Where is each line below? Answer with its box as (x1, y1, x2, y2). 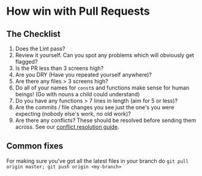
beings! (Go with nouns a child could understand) (15, 91, 140, 98)
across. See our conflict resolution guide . (15, 123, 119, 130)
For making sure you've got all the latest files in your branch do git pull (6, 157, 189, 164)
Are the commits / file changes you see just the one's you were (15, 104, 174, 111)
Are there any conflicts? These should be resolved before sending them (15, 117, 196, 124)
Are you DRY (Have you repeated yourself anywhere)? (15, 71, 152, 78)
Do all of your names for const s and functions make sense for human (15, 84, 190, 91)
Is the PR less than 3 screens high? (15, 64, 104, 72)
